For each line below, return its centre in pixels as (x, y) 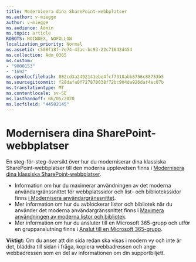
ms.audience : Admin (30, 28)
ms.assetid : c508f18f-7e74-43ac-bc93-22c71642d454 (69, 50)
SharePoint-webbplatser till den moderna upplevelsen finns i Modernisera (95, 168)
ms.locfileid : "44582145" (38, 104)
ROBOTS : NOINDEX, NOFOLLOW (39, 39)
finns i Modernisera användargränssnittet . (65, 198)
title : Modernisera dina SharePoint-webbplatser (67, 11)
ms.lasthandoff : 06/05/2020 (40, 98)
